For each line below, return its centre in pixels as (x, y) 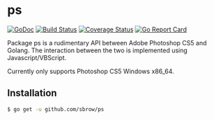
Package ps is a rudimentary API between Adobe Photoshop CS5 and (107, 43)
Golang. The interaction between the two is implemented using (98, 50)
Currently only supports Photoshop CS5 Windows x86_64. (91, 71)
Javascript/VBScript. (37, 57)
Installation (32, 93)
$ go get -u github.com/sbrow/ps (56, 109)
